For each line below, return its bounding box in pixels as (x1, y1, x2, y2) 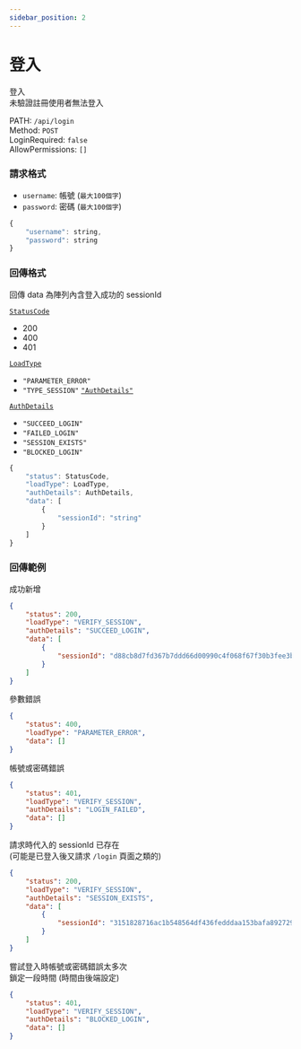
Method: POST (9, 125, 59, 135)
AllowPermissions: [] (9, 144, 88, 154)
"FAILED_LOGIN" (21, 428, 80, 438)
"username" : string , (25, 227, 102, 236)
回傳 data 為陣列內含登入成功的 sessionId (9, 289, 162, 300)
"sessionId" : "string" (56, 513, 142, 522)
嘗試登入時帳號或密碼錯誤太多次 (9, 961, 127, 972)
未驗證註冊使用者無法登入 (9, 97, 104, 108)
